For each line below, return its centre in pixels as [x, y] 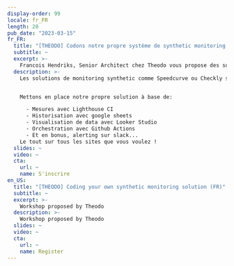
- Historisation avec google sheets [79, 116]
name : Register [42, 251]
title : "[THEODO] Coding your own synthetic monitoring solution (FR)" [120, 187]
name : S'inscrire [45, 174]
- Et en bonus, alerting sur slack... [82, 135]
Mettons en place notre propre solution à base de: [96, 97]
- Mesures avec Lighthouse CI [69, 109]
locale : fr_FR [28, 20]
